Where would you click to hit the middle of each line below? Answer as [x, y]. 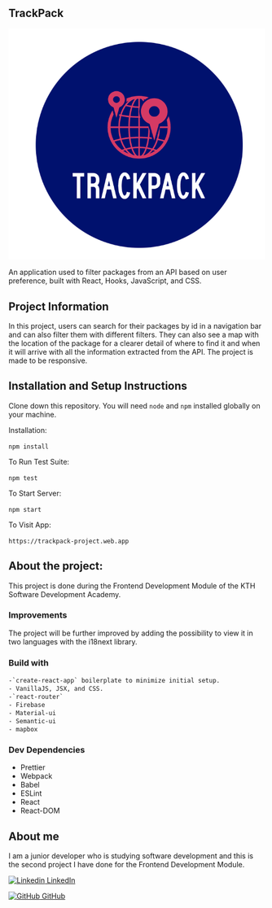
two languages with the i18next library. [73, 641]
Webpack [36, 776]
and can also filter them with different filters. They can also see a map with [134, 334]
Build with [29, 662]
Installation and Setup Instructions [98, 386]
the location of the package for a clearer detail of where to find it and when [134, 343]
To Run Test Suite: [39, 461]
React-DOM [40, 811]
